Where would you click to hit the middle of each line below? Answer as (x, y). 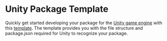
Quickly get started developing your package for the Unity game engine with (84, 23)
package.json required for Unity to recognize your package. (67, 33)
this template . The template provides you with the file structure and (74, 28)
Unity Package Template (57, 9)
